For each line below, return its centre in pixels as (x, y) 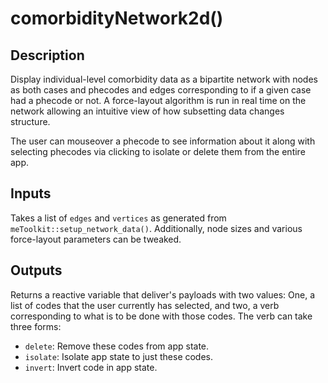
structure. (30, 121)
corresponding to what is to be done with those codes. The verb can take (161, 316)
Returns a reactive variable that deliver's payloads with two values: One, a (163, 294)
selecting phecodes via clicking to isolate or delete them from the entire (158, 151)
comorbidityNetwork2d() (117, 18)
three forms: (36, 326)
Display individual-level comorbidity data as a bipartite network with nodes (164, 79)
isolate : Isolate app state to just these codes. (119, 356)
